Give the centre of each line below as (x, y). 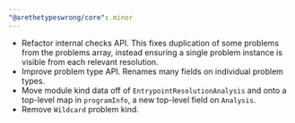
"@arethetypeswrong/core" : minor (71, 17)
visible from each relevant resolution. (90, 61)
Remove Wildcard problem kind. (80, 109)
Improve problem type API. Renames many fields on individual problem (152, 71)
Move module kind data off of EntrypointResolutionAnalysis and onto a (154, 90)
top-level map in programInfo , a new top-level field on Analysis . (139, 100)
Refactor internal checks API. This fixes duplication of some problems (150, 43)
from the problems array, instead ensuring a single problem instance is (152, 52)
